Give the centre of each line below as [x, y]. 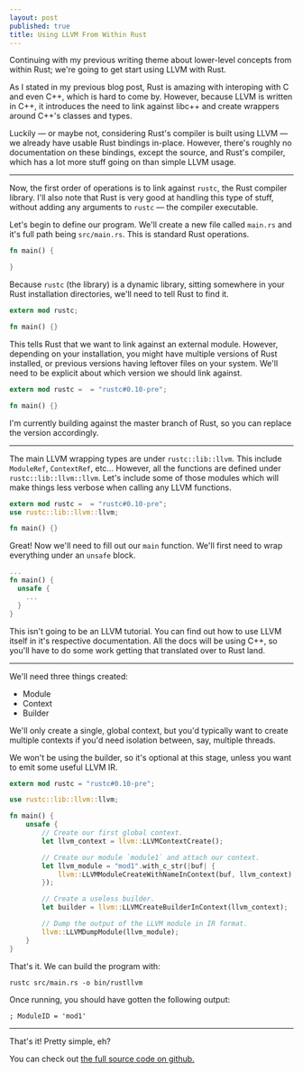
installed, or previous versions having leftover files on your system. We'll [144, 363]
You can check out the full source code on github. [102, 1059]
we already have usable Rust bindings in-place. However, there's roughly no [151, 143]
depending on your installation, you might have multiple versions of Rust [143, 354]
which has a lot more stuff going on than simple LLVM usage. [123, 162]
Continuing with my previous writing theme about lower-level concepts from [151, 60]
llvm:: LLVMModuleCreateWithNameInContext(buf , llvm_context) [175, 874]
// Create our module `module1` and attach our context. [151, 857]
